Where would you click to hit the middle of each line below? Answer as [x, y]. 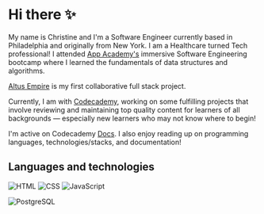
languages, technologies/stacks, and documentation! [95, 142]
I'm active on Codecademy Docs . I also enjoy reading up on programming [128, 133]
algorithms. [27, 71]
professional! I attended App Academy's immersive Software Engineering [128, 54]
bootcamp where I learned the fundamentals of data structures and [118, 62]
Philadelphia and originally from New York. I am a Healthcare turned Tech [128, 45]
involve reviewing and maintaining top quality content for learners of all [124, 109]
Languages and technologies [81, 167]
